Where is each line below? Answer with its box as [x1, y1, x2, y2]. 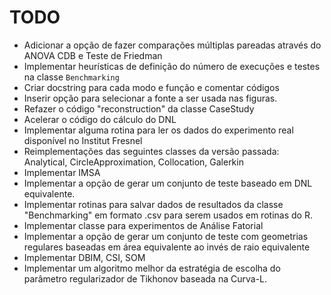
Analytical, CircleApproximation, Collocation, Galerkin [23, 156, 244, 168]
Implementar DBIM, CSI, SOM [23, 251, 146, 263]
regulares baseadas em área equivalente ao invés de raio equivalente [23, 241, 311, 253]
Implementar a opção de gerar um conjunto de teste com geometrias [23, 230, 309, 242]
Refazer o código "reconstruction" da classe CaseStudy [23, 102, 255, 115]
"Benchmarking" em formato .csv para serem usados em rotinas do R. [23, 209, 313, 221]
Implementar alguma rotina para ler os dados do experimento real [23, 124, 294, 136]
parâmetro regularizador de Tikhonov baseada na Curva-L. [23, 272, 268, 285]
